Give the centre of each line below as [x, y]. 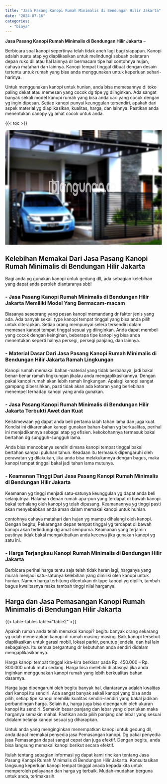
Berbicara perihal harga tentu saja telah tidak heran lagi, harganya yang [78, 570]
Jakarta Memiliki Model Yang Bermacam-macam [65, 303]
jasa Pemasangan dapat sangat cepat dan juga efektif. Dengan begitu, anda [83, 740]
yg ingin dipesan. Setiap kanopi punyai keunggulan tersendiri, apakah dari [81, 103]
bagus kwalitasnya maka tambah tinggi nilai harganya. [60, 586]
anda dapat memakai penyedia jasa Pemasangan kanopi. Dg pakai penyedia [83, 735]
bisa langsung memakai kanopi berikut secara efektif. [60, 745]
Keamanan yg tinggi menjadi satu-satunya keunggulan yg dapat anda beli [80, 493]
